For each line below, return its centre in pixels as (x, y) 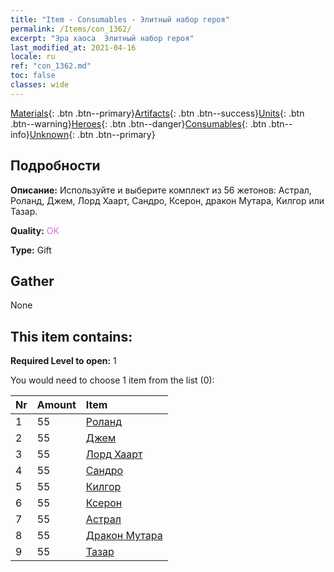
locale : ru (33, 57)
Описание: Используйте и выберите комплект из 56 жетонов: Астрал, (161, 190)
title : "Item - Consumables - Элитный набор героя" (120, 19)
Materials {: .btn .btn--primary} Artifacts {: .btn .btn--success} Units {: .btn (157, 113)
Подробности (55, 166)
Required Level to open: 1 (63, 361)
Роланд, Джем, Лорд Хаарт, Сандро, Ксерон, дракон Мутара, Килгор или (167, 200)
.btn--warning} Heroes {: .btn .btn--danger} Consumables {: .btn (138, 123)
